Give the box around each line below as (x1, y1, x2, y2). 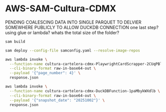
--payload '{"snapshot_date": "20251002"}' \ (9, 98, 105, 103)
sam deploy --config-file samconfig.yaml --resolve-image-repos (5, 48, 140, 53)
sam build (5, 39, 26, 44)
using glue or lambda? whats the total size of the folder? (5, 29, 120, 35)
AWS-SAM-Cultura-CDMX (5, 3, 117, 14)
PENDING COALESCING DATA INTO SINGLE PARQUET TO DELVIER (5, 19, 142, 25)
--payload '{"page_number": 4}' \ (9, 71, 81, 76)
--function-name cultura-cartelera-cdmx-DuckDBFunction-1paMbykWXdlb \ (9, 88, 161, 93)
